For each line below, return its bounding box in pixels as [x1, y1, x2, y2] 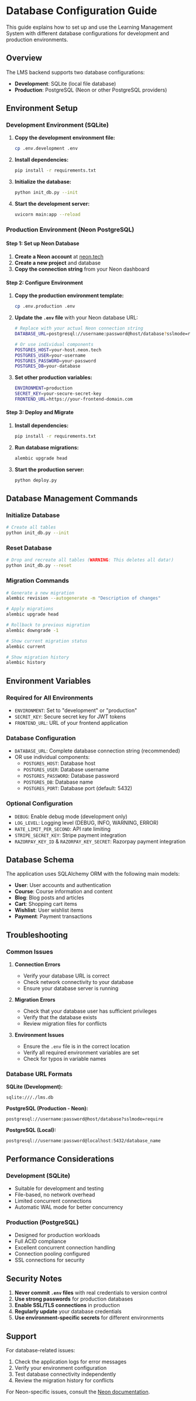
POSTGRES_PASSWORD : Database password [23, 772, 119, 780]
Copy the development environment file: [14, 134, 115, 142]
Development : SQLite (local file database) [14, 80, 116, 87]
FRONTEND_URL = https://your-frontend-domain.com [14, 397, 133, 402]
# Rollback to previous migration [6, 622, 91, 628]
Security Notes [6, 1274, 63, 1284]
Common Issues [6, 948, 54, 956]
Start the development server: [14, 200, 90, 207]
